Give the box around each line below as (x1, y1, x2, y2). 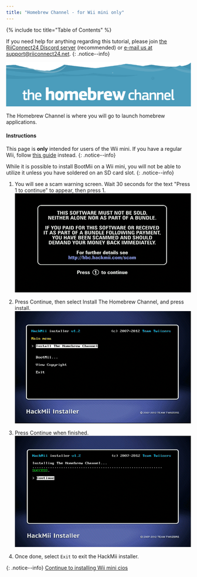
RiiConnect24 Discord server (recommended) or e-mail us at (6, 44, 152, 51)
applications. (6, 119, 37, 126)
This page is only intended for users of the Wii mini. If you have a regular (6, 145, 182, 152)
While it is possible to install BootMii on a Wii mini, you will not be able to (6, 163, 181, 170)
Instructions (6, 132, 37, 139)
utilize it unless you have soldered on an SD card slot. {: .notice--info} (6, 169, 175, 176)
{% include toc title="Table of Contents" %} (6, 26, 112, 33)
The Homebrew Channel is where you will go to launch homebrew (6, 112, 165, 120)
